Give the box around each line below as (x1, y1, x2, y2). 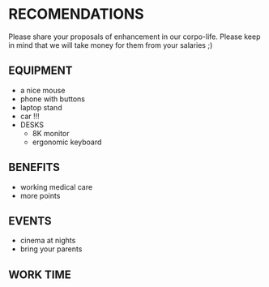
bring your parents (19, 244, 83, 254)
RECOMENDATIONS (8, 5, 144, 24)
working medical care (19, 182, 93, 191)
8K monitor (32, 128, 70, 138)
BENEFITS (8, 161, 61, 174)
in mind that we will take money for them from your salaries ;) (8, 40, 213, 49)
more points (19, 191, 61, 200)
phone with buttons (19, 94, 85, 104)
